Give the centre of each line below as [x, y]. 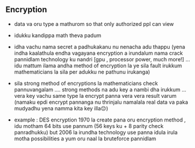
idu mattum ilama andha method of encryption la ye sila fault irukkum [98, 65]
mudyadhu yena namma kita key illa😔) [61, 108]
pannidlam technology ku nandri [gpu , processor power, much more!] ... [102, 59]
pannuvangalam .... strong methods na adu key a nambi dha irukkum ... [100, 89]
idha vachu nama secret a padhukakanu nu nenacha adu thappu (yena [100, 47]
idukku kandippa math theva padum [57, 35]
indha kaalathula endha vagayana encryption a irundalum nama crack [98, 53]
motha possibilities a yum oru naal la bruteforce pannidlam [85, 139]
